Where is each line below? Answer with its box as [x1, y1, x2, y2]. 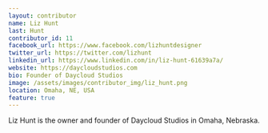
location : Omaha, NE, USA [8, 86, 94, 95]
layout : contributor [8, 11, 78, 20]
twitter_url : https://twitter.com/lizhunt [8, 49, 152, 57]
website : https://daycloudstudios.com [8, 64, 138, 72]
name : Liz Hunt [8, 19, 59, 27]
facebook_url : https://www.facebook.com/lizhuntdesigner [8, 42, 202, 50]
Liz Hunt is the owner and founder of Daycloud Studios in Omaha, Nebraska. [8, 115, 260, 125]
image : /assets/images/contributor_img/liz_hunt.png [8, 79, 188, 87]
